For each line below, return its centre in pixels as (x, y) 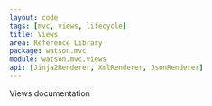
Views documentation (50, 93)
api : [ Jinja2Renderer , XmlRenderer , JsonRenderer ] (106, 68)
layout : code (34, 18)
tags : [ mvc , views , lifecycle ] (68, 26)
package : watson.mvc (48, 51)
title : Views (34, 34)
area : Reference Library (56, 43)
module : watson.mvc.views (58, 59)
